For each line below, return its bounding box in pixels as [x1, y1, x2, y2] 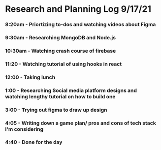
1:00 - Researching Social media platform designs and [5, 87, 137, 94]
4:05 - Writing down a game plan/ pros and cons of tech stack [5, 120, 156, 126]
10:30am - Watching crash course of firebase [5, 47, 116, 54]
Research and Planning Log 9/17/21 [5, 3, 152, 15]
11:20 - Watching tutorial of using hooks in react [5, 60, 122, 67]
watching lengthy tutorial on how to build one [5, 93, 116, 100]
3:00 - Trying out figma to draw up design [5, 106, 107, 113]
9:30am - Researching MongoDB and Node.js [5, 34, 116, 41]
